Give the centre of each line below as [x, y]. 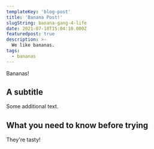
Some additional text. [32, 107]
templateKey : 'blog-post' [38, 12]
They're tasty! [23, 140]
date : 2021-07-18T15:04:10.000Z [46, 28]
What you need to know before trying [77, 125]
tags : [13, 51]
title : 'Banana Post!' [34, 17]
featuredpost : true [31, 34]
